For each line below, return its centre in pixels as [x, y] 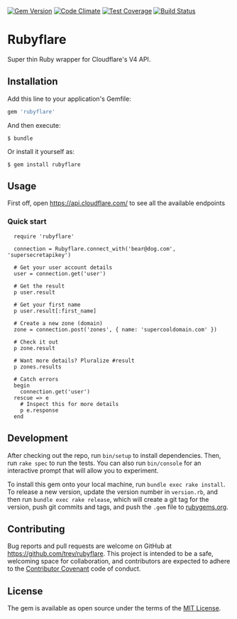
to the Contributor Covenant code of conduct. [74, 569]
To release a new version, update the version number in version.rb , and [113, 492]
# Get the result [39, 286]
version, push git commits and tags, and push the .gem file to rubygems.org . [118, 507]
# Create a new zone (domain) [58, 323]
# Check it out [36, 342]
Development [38, 438]
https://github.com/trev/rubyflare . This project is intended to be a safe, [111, 554]
